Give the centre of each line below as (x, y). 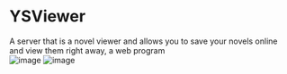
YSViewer (48, 16)
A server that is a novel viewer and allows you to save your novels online (143, 41)
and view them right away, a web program (87, 50)
